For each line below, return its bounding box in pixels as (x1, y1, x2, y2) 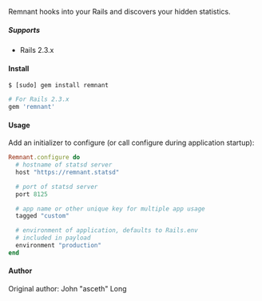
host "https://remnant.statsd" (15, 168, 120, 176)
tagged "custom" (15, 212, 69, 220)
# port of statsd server (15, 183, 98, 191)
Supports (8, 25, 40, 34)
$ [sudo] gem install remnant (8, 82, 109, 90)
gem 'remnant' (8, 103, 56, 111)
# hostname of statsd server (15, 161, 113, 169)
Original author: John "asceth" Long (8, 283, 127, 293)
